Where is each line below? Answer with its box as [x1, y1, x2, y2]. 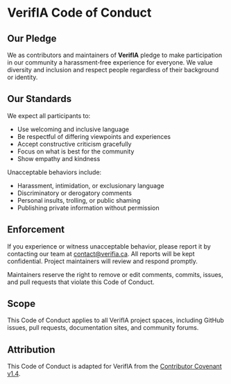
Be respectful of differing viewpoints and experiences [17, 132, 171, 140]
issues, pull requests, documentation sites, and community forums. [7, 324, 199, 332]
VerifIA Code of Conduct [7, 5, 152, 21]
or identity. [7, 73, 38, 81]
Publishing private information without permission [17, 203, 160, 212]
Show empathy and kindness [17, 154, 101, 162]
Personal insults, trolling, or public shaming [17, 196, 141, 204]
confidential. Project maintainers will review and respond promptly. [7, 257, 198, 265]
